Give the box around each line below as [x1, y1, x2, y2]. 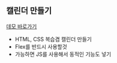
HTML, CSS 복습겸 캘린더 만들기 [14, 35, 92, 43]
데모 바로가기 [6, 23, 37, 30]
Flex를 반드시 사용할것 [14, 43, 67, 50]
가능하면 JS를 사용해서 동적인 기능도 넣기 [14, 50, 112, 58]
